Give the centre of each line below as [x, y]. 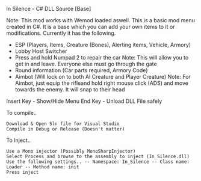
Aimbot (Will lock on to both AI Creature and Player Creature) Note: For [103, 77]
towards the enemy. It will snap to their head [70, 89]
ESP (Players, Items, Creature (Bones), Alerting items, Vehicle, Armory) [103, 45]
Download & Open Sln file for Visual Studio [63, 124]
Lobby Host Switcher [41, 51]
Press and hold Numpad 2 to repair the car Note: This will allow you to [102, 57]
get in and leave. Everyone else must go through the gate [86, 64]
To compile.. [22, 113]
